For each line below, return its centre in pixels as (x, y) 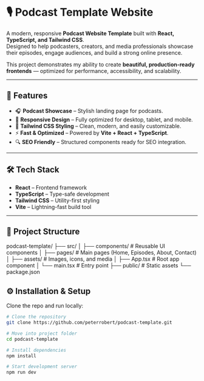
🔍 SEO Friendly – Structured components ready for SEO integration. (101, 142)
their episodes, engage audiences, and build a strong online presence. (94, 52)
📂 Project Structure (43, 231)
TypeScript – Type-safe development (62, 194)
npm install (21, 356)
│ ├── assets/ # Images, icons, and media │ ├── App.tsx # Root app (93, 259)
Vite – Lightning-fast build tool (53, 207)
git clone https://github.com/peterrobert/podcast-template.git (89, 323)
